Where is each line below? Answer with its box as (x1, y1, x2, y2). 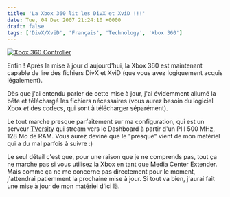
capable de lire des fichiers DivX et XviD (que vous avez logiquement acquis (7, 69, 223, 77)
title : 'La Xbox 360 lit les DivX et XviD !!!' (7, 10, 146, 17)
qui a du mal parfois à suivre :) (7, 139, 93, 148)
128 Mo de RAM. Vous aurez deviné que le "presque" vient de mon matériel (7, 132, 220, 141)
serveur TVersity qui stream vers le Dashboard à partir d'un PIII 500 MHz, (7, 125, 215, 133)
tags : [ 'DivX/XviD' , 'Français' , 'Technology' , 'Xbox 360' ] (7, 29, 183, 37)
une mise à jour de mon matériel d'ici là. (7, 182, 120, 190)
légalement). (7, 76, 43, 85)
